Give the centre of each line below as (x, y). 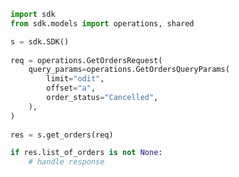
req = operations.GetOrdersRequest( (86, 60)
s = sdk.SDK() (40, 41)
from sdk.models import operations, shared (102, 23)
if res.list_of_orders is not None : (86, 153)
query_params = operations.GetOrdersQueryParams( (129, 70)
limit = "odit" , (75, 79)
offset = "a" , (71, 88)
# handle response (66, 162)
